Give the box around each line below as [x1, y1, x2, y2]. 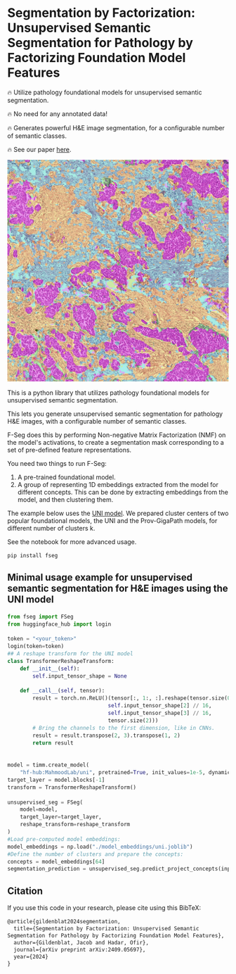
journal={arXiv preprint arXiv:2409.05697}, [13, 947, 146, 954]
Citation [7, 885, 44, 897]
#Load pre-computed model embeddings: [7, 835, 121, 842]
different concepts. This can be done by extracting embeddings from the [17, 488, 228, 496]
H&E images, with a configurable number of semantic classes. [7, 417, 187, 425]
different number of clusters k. [7, 524, 96, 532]
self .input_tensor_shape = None [32, 672, 128, 680]
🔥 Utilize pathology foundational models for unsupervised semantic [7, 88, 202, 96]
